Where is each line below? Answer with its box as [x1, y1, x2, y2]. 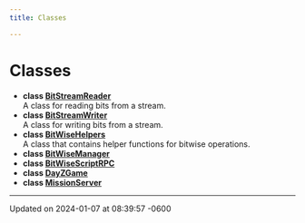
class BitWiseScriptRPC [22, 158, 115, 169]
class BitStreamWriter [22, 110, 108, 121]
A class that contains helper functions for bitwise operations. [22, 138, 251, 150]
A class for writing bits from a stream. [22, 119, 163, 130]
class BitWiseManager [22, 148, 111, 159]
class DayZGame [22, 167, 88, 178]
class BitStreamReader [22, 90, 112, 101]
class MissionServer [22, 177, 103, 188]
